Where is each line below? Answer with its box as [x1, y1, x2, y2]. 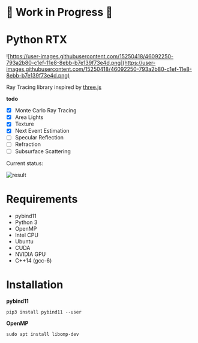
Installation [6, 278, 64, 291]
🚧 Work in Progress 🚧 [6, 5, 113, 19]
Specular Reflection [14, 134, 64, 141]
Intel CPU [14, 231, 39, 238]
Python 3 [14, 219, 38, 226]
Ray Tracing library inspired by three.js [6, 83, 102, 91]
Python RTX [6, 33, 68, 47]
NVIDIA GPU [14, 250, 46, 258]
